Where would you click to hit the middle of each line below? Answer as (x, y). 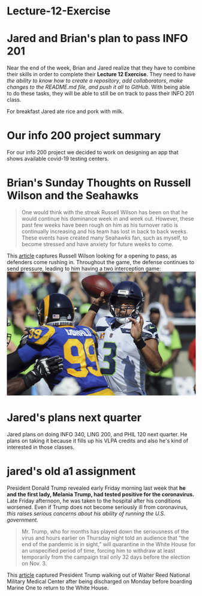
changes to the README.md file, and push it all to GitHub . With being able (99, 87)
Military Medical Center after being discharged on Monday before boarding (100, 582)
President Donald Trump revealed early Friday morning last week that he (97, 488)
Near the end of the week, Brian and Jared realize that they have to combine (101, 68)
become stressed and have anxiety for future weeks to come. (97, 244)
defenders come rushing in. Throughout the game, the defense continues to (100, 262)
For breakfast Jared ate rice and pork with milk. (65, 112)
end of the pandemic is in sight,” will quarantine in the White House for (108, 544)
